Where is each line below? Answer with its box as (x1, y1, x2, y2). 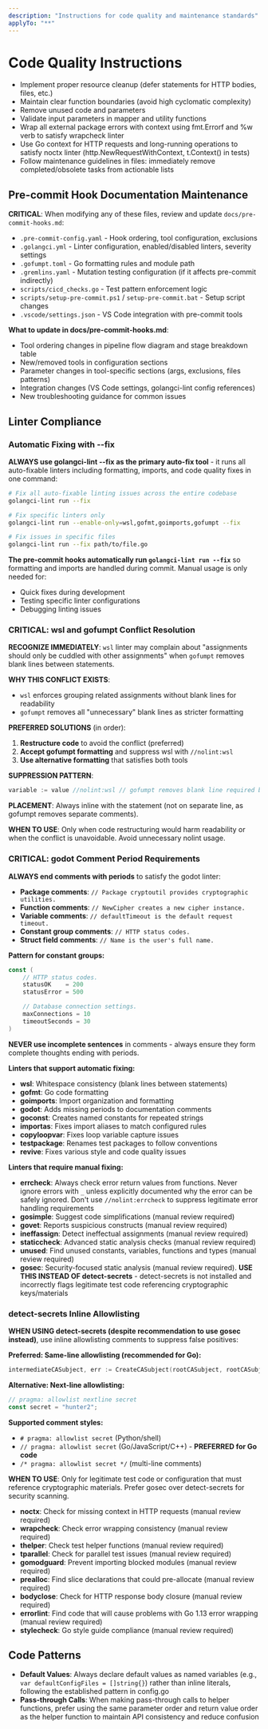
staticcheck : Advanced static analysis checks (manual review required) (19, 1237, 257, 1247)
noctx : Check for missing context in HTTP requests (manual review (19, 1506, 242, 1516)
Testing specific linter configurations (19, 596, 141, 606)
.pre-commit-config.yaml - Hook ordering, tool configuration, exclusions (19, 233, 258, 243)
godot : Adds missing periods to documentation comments (19, 1104, 212, 1113)
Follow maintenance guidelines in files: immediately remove (19, 157, 215, 166)
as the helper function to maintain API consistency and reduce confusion (19, 1712, 259, 1722)
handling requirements (19, 1203, 94, 1213)
